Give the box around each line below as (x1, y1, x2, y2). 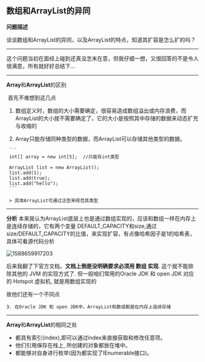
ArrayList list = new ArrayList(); (9, 164, 99, 171)
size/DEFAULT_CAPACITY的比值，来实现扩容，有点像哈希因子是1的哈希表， (6, 230, 195, 237)
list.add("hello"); (9, 180, 59, 186)
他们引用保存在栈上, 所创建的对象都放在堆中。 (15, 341, 131, 349)
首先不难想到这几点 (7, 94, 56, 101)
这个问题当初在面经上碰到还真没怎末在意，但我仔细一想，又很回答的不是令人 (6, 54, 199, 62)
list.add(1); (9, 169, 43, 176)
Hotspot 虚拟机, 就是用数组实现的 (13, 277, 97, 285)
